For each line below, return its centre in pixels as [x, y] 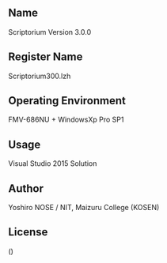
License [28, 232]
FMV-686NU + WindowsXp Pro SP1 [66, 120]
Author [26, 188]
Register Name [46, 57]
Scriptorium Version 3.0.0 [50, 32]
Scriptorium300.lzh [40, 76]
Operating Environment [67, 101]
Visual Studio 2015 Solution [53, 163]
